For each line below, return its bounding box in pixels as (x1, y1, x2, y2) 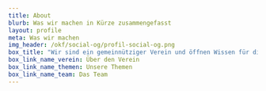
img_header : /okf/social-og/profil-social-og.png (8, 41, 176, 49)
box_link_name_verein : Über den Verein (8, 56, 140, 64)
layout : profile (8, 26, 62, 34)
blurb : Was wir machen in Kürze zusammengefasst (8, 19, 172, 27)
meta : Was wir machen (8, 33, 80, 42)
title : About (8, 11, 51, 20)
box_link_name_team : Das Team (8, 70, 108, 78)
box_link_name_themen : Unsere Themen (8, 63, 133, 71)
